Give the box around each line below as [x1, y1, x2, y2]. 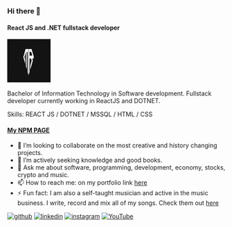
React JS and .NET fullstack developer [7, 24, 120, 32]
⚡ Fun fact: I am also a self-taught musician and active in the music [17, 189, 209, 197]
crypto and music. [17, 171, 69, 179]
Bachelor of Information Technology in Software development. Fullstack [7, 89, 212, 98]
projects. [17, 149, 43, 157]
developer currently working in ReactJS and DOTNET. [7, 97, 161, 105]
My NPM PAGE [7, 126, 50, 134]
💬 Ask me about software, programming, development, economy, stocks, [17, 163, 226, 172]
